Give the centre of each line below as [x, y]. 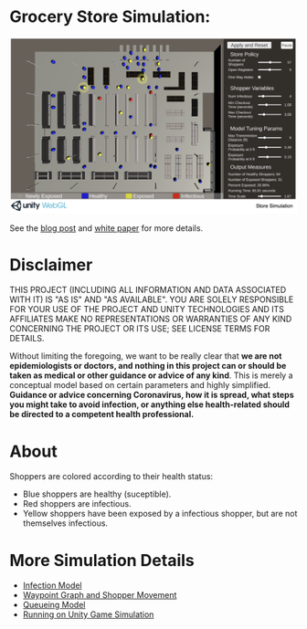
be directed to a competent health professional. [102, 414]
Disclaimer [51, 264]
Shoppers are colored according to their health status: [111, 477]
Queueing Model [54, 605]
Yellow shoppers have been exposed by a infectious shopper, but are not [160, 514]
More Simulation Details [102, 560]
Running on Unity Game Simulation [88, 614]
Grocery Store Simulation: [110, 17]
